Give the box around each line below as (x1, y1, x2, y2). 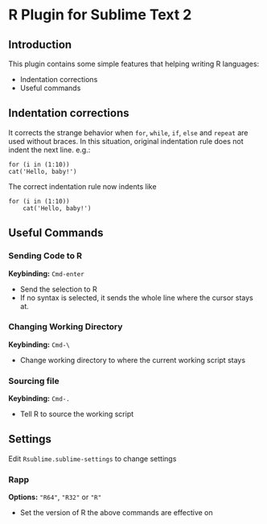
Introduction (8, 38, 72, 52)
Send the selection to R (19, 284, 98, 294)
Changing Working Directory (8, 321, 123, 332)
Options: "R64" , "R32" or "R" (8, 493, 102, 502)
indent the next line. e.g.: (8, 145, 91, 155)
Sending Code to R (8, 250, 83, 262)
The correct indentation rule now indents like (8, 181, 157, 191)
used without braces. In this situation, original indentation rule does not (8, 136, 244, 146)
